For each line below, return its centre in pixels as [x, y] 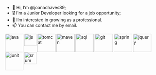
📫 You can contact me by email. [45, 25]
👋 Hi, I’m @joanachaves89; [39, 7]
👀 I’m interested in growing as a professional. [57, 20]
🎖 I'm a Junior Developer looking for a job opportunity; [66, 13]
